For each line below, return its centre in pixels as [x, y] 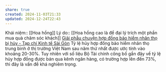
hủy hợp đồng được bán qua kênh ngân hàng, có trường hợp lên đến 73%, [81, 59]
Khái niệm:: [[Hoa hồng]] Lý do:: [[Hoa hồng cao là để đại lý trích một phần [81, 33]
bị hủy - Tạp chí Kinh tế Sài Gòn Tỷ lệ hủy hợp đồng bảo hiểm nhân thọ [77, 43]
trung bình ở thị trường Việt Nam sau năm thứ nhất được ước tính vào [75, 49]
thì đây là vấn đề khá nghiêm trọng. [41, 64]
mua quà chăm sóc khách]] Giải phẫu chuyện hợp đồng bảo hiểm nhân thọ [81, 38]
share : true [17, 10]
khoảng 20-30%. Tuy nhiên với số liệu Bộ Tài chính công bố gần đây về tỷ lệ [83, 54]
